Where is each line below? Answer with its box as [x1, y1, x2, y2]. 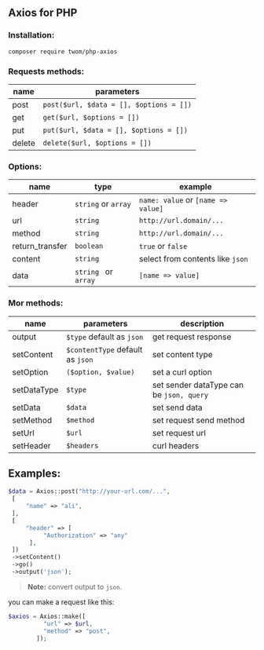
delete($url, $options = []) [42, 138, 152, 148]
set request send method [152, 414, 245, 425]
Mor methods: [8, 298, 64, 309]
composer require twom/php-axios [8, 47, 118, 56]
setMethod [12, 414, 53, 425]
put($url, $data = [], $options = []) [42, 126, 189, 134]
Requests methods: [8, 66, 85, 77]
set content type [152, 349, 214, 360]
